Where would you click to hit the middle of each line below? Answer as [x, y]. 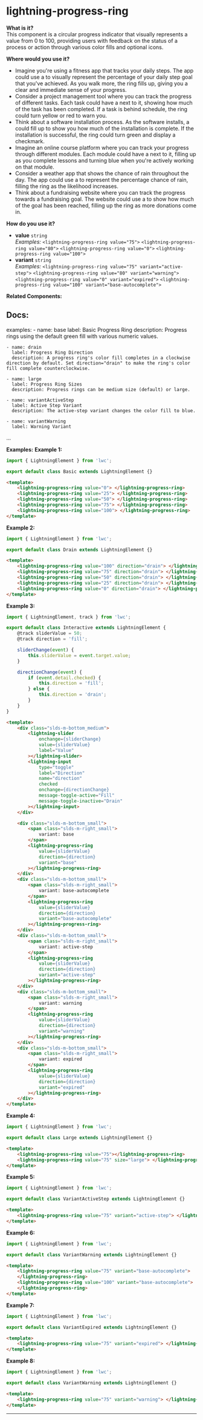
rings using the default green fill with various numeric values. [82, 336]
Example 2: [21, 528]
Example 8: [21, 1361]
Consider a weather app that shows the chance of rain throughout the [102, 173]
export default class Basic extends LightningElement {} [79, 472]
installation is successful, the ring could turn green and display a [95, 135]
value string [31, 235]
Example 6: [21, 1233]
